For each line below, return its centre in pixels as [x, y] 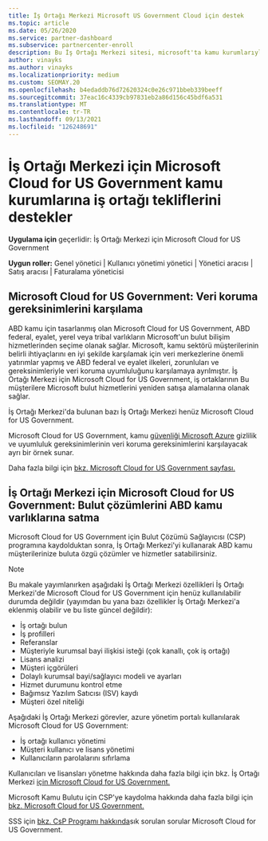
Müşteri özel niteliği [52, 701]
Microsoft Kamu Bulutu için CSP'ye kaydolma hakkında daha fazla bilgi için [131, 797]
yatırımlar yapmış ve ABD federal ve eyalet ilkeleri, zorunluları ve [114, 362]
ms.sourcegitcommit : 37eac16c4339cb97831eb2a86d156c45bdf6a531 [116, 97]
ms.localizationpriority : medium [64, 75]
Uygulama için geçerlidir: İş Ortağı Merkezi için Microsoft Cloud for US [124, 239]
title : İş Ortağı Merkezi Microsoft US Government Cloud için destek [126, 16]
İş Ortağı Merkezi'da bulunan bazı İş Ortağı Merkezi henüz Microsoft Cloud [131, 411]
